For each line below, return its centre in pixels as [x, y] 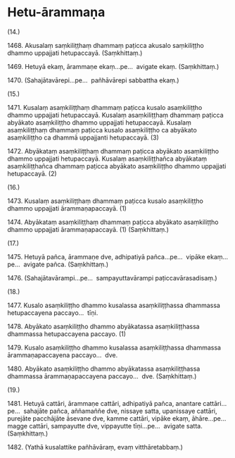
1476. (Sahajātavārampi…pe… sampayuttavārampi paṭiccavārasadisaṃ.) [112, 278]
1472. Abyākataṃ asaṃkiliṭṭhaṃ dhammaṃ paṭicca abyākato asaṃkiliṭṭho [113, 151]
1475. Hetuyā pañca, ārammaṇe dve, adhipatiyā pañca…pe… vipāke [106, 256]
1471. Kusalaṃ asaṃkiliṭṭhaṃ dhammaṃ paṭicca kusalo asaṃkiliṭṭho [105, 107]
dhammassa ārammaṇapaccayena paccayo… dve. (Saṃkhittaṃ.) [102, 376]
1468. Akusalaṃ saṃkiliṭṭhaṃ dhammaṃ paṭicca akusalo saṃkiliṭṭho [106, 45]
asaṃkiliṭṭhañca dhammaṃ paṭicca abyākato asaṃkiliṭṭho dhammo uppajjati [117, 166]
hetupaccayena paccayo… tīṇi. [53, 312]
